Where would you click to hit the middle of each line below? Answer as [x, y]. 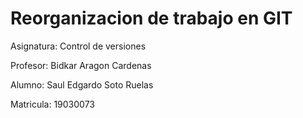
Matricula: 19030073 [52, 104]
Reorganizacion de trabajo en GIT [151, 18]
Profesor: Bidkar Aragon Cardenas [81, 65]
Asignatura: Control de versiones [78, 46]
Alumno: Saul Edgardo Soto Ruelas [82, 84]
